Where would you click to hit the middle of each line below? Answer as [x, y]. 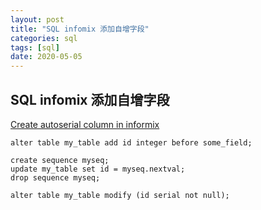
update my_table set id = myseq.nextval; [98, 169]
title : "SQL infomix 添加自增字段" [80, 29]
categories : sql [44, 38]
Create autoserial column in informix [85, 124]
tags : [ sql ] [35, 47]
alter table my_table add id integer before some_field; [131, 142]
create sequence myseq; [60, 160]
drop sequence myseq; [55, 177]
